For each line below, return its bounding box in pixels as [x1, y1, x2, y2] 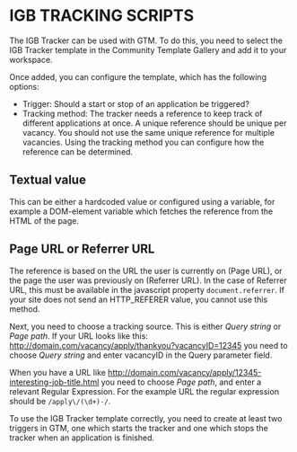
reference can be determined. [22, 146, 133, 157]
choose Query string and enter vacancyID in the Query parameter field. [9, 350, 273, 360]
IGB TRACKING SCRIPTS [9, 5, 195, 26]
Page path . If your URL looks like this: [9, 330, 148, 341]
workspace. [9, 54, 53, 65]
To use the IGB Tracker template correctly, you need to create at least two [9, 412, 283, 423]
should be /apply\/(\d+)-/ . [9, 395, 111, 406]
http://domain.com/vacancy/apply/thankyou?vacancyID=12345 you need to [9, 340, 289, 350]
